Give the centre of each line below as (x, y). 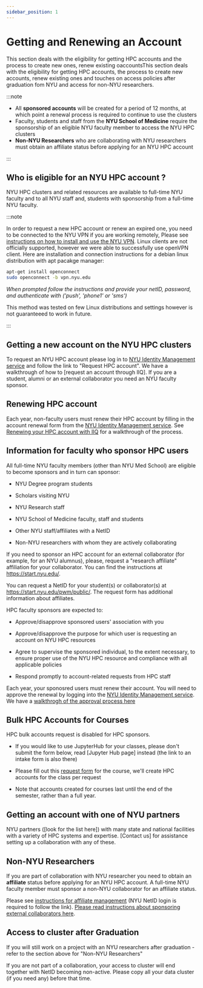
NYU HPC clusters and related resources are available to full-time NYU (95, 192)
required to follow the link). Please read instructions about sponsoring (93, 907)
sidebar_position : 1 (32, 12)
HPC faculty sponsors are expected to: (55, 610)
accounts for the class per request (58, 777)
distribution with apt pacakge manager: (55, 261)
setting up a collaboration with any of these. (61, 842)
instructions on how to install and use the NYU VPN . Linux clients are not (97, 242)
